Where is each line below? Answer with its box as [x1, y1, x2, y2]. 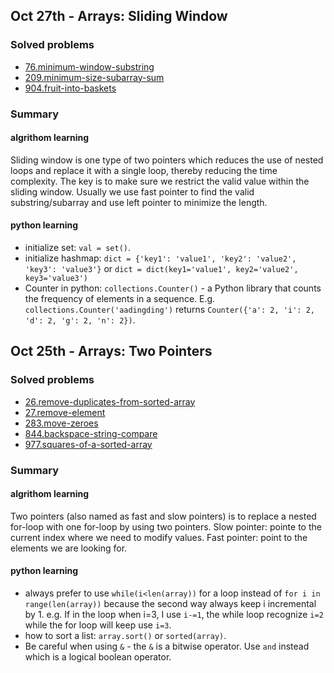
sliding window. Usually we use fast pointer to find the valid [10, 185, 255, 198]
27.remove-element [24, 406, 106, 418]
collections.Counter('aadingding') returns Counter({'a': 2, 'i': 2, [24, 304, 315, 316]
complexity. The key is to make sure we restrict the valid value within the [10, 175, 310, 187]
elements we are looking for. [10, 542, 128, 554]
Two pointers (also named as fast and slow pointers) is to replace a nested [10, 510, 317, 522]
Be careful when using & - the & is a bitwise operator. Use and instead [24, 640, 310, 653]
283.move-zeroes [24, 417, 99, 429]
